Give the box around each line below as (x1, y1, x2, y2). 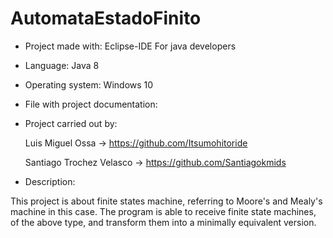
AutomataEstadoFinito (10, 7, 202, 30)
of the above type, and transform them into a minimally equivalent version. (10, 216, 317, 228)
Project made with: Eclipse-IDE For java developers (24, 40, 237, 52)
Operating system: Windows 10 (24, 78, 154, 91)
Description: (24, 175, 76, 187)
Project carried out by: (24, 117, 118, 129)
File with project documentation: (24, 98, 158, 110)
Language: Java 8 (24, 59, 100, 71)
